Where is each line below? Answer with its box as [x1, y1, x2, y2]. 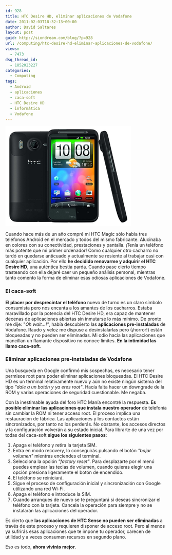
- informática [10, 106, 40, 111]
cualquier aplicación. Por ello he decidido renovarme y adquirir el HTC [5, 258, 156, 265]
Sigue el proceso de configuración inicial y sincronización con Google [12, 480, 161, 486]
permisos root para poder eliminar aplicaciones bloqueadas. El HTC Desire [5, 373, 163, 379]
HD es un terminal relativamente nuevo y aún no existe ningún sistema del [5, 378, 162, 384]
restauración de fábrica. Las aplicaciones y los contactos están [5, 415, 139, 421]
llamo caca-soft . [5, 343, 41, 349]
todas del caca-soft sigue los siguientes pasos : [5, 432, 107, 438]
